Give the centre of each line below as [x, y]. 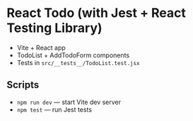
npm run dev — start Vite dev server [69, 102]
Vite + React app [41, 47]
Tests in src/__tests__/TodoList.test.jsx [78, 62]
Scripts [23, 85]
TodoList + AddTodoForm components [73, 55]
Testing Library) [55, 28]
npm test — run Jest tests [54, 109]
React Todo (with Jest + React [96, 13]
